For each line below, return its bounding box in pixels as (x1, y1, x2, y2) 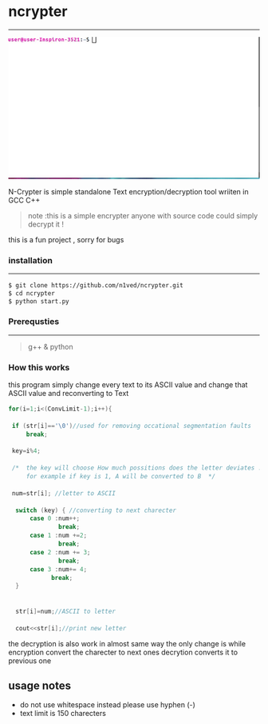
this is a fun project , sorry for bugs (8, 235, 124, 245)
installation (8, 255, 53, 266)
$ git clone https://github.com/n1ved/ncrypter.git (8, 282, 183, 290)
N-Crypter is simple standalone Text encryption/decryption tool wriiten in (8, 187, 249, 197)
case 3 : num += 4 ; (29, 565, 88, 574)
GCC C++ (8, 195, 41, 206)
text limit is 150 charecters (19, 709, 106, 718)
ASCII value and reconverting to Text (8, 389, 129, 398)
